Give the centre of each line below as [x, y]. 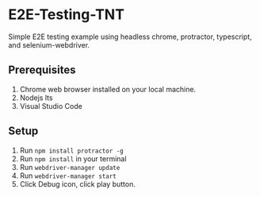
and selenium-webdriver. [49, 44]
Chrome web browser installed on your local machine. [108, 89]
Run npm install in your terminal [73, 158]
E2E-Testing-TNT [67, 15]
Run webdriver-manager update [70, 167]
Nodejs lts [36, 98]
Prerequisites [42, 70]
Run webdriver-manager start [68, 176]
